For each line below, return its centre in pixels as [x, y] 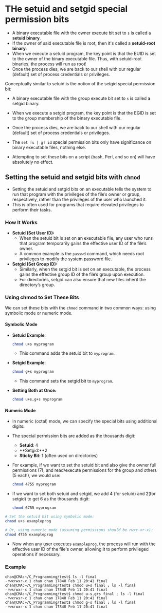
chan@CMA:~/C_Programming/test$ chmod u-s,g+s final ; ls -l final [75, 594]
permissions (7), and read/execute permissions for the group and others [84, 470]
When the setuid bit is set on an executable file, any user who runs [86, 238]
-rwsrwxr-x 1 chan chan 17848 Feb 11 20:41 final [56, 590]
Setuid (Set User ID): [33, 233]
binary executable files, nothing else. [49, 147]
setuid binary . [27, 38]
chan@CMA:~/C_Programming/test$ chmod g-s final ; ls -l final [71, 602]
